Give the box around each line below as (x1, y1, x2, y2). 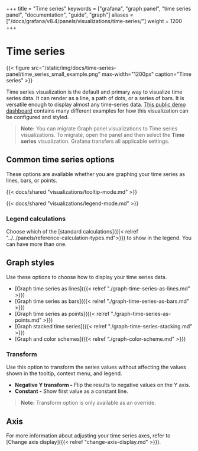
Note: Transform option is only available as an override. (20, 399, 157, 407)
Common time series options (6, 155, 115, 165)
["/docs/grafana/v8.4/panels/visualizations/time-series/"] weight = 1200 (6, 18, 182, 24)
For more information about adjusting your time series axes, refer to (6, 432, 171, 439)
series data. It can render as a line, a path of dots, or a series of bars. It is (6, 94, 184, 101)
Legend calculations (6, 215, 66, 223)
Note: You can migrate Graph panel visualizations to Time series (20, 124, 178, 132)
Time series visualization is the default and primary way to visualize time (6, 88, 183, 95)
